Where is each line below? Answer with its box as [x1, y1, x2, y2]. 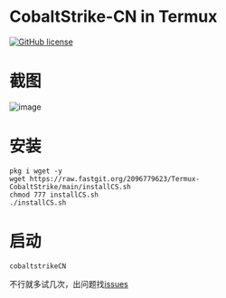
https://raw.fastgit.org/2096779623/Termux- [29, 174, 201, 183]
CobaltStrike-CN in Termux [9, 6, 218, 27]
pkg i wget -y [9, 166, 63, 176]
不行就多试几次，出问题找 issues [9, 278, 128, 289]
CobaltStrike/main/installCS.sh [9, 182, 131, 191]
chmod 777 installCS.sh [9, 190, 99, 199]
